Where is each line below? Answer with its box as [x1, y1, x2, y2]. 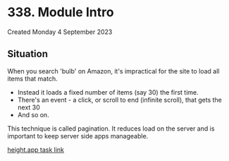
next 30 [17, 103, 40, 112]
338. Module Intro [7, 4, 114, 20]
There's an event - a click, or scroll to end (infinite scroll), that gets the [17, 95, 222, 104]
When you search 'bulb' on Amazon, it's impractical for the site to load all [7, 66, 220, 75]
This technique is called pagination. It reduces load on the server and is [7, 124, 215, 133]
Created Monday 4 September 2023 [7, 28, 113, 36]
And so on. [17, 110, 49, 119]
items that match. [7, 74, 58, 83]
